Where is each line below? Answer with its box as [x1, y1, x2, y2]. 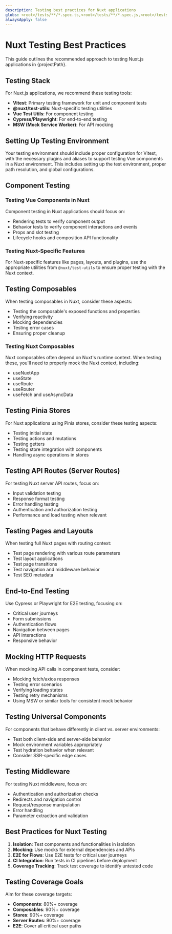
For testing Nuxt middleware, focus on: [5, 781, 88, 787]
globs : [5, 12, 19, 17]
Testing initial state [12, 430, 53, 436]
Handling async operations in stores [12, 451, 89, 458]
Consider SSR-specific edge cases [12, 752, 87, 758]
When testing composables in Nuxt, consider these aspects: [5, 298, 133, 304]
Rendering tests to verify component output [12, 218, 105, 224]
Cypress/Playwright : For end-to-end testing [12, 116, 107, 122]
